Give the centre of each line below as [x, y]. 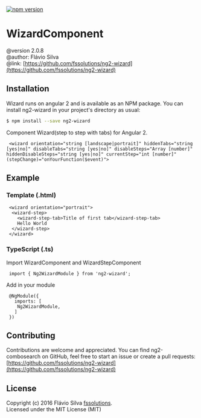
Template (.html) [31, 195]
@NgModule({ [24, 296]
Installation [28, 89]
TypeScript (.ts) [30, 249]
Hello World [32, 224]
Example [23, 178]
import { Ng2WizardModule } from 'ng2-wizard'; [70, 273]
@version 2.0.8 [25, 50]
